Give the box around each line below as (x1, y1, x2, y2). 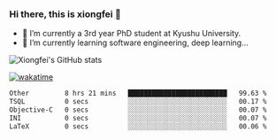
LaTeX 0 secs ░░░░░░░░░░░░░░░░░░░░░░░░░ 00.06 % (9, 121, 267, 131)
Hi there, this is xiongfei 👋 (9, 8, 121, 20)
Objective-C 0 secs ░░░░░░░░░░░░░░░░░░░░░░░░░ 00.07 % (9, 105, 267, 114)
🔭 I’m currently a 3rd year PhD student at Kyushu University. (21, 28, 241, 39)
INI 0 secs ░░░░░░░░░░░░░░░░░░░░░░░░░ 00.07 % (9, 113, 267, 122)
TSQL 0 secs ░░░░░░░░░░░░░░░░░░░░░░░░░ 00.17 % (9, 97, 267, 106)
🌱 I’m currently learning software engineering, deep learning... (21, 37, 249, 48)
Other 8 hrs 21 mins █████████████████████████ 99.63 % (9, 89, 267, 98)
